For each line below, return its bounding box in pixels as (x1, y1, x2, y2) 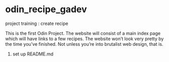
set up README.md (12, 51, 54, 57)
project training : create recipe (5, 20, 68, 26)
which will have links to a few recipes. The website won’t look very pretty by (5, 36, 164, 42)
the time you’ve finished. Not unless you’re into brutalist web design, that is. (5, 41, 163, 47)
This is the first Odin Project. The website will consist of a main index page (5, 30, 161, 36)
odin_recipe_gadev (5, 4, 87, 15)
